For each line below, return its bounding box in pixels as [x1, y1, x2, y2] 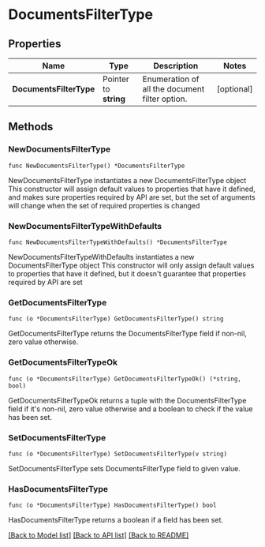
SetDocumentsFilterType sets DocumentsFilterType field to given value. [8, 463, 241, 473]
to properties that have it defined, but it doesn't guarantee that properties [8, 268, 247, 278]
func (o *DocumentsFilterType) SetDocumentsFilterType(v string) [8, 450, 227, 458]
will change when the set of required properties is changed [8, 200, 200, 210]
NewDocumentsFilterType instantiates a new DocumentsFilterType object [8, 175, 247, 185]
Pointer [102, 73, 130, 84]
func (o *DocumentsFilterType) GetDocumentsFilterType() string [8, 315, 224, 323]
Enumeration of [142, 73, 200, 84]
